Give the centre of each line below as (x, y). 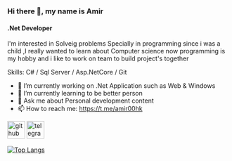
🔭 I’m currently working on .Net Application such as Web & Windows (116, 86)
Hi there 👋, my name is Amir (56, 11)
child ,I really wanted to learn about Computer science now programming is (116, 51)
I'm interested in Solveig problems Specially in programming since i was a (114, 44)
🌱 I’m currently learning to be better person (80, 94)
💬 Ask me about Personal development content (86, 101)
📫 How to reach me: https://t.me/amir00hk (80, 109)
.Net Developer (30, 28)
